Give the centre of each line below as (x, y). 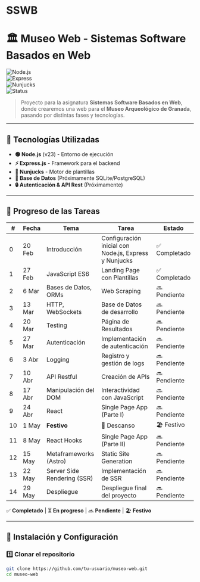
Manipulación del (71, 390)
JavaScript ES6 (68, 273)
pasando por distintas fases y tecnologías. (73, 115)
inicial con (115, 245)
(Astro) (57, 461)
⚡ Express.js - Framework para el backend (67, 163)
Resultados (117, 329)
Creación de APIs (125, 376)
